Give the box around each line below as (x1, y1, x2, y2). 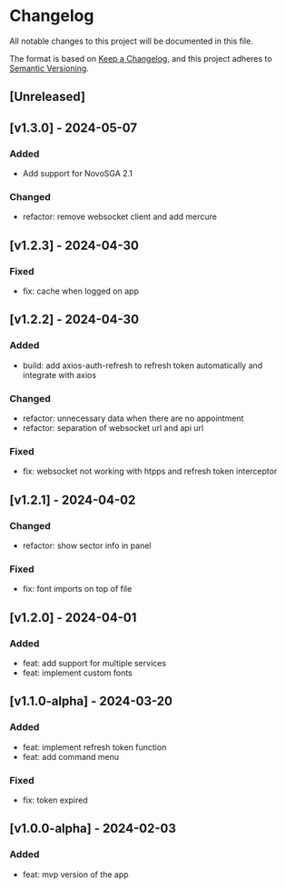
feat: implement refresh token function (22, 742, 167, 753)
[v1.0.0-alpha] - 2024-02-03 (9, 821, 177, 836)
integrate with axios (22, 369, 97, 380)
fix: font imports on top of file (22, 584, 133, 594)
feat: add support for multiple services (22, 657, 166, 668)
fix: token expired (22, 794, 88, 805)
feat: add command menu (22, 751, 120, 762)
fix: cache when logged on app (22, 285, 139, 296)
